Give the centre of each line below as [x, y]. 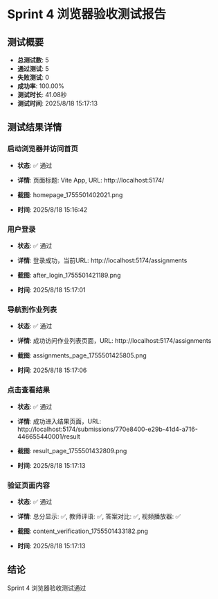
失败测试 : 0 [33, 77]
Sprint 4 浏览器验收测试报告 [87, 14]
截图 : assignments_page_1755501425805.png [82, 355]
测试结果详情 [35, 127]
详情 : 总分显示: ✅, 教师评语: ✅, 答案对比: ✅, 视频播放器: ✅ [99, 516]
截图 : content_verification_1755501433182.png [83, 531]
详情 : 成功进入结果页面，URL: [59, 421]
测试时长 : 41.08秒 [42, 95]
